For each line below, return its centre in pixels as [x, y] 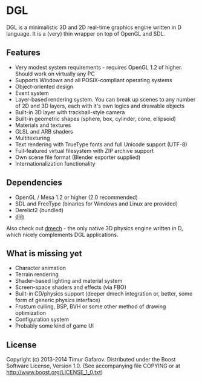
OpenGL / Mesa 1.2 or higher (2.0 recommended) [76, 197]
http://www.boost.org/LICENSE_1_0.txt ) [55, 372]
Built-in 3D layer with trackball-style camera [70, 112]
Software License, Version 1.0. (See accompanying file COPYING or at [93, 366]
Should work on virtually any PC [55, 74]
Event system [32, 93]
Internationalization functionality [55, 163]
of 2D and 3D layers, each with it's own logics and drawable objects [100, 106]
